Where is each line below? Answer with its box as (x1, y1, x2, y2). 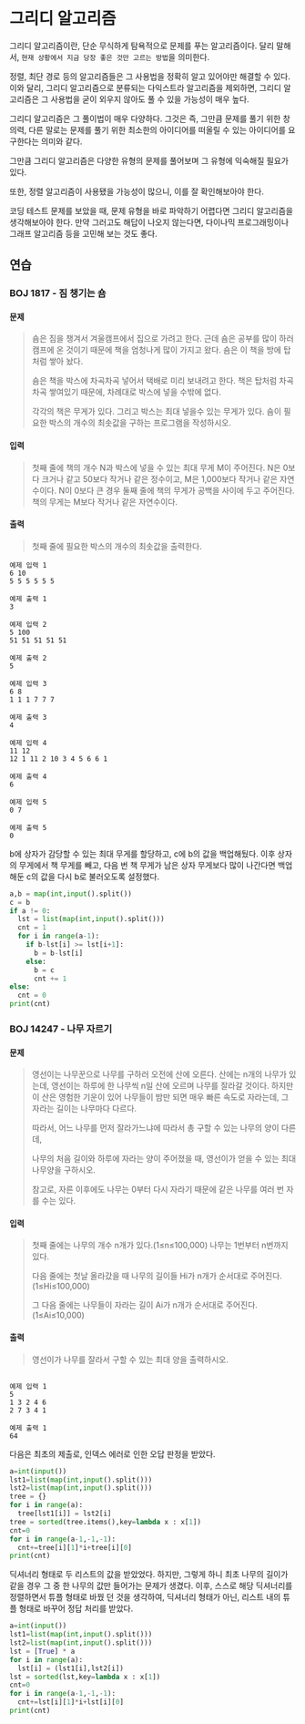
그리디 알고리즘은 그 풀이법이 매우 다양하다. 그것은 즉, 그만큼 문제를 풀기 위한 (9, 113, 281, 124)
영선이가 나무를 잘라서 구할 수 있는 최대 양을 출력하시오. (31, 1354, 229, 1365)
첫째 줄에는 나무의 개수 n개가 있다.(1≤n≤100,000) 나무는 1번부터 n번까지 (31, 1240, 289, 1251)
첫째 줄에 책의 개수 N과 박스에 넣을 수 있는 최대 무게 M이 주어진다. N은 (31, 462, 281, 473)
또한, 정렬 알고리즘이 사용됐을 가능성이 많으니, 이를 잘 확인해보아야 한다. (9, 186, 264, 197)
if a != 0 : (9, 906, 51, 916)
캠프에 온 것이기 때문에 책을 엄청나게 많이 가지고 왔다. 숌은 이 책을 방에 (31, 344, 282, 355)
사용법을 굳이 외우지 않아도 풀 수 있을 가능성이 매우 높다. (50, 93, 249, 105)
